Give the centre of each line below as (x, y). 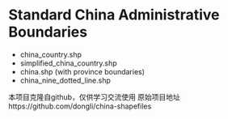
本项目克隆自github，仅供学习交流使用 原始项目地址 (94, 97)
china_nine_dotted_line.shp (65, 80)
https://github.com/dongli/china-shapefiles (80, 106)
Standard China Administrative (114, 15)
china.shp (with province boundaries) (82, 71)
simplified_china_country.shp (68, 63)
